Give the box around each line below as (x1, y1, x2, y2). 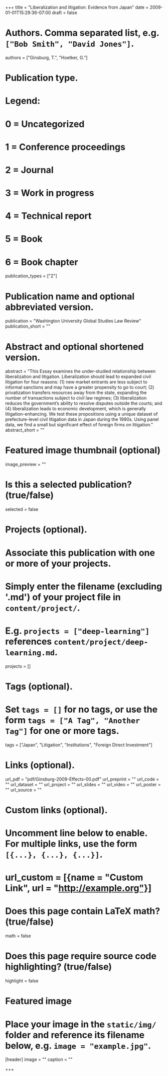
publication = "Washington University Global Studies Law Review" (5, 318, 141, 324)
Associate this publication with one (5, 547, 155, 558)
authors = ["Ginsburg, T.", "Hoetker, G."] (5, 54, 88, 60)
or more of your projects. (5, 558, 111, 569)
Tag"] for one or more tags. (5, 725, 119, 736)
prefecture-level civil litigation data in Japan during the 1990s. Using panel (5, 416, 159, 422)
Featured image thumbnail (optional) (5, 445, 161, 456)
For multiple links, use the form (5, 838, 137, 850)
